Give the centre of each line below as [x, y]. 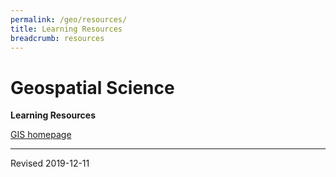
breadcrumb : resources [57, 38]
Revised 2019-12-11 [50, 163]
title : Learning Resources [66, 29]
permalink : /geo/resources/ [69, 19]
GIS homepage [41, 135]
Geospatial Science [92, 87]
